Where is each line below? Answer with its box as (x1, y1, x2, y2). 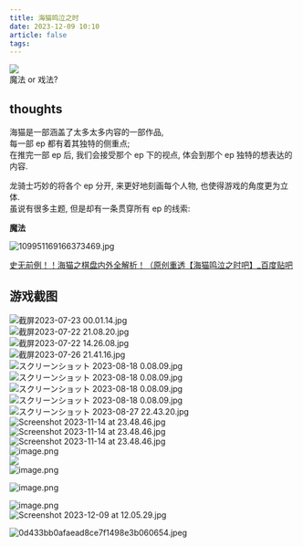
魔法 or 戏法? (9, 74, 58, 85)
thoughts (9, 101, 63, 117)
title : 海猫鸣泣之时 (9, 13, 79, 23)
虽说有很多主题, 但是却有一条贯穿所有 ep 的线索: (9, 203, 191, 215)
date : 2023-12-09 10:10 (9, 22, 100, 31)
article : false (9, 30, 68, 39)
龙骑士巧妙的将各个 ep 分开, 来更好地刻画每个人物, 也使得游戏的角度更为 (9, 180, 281, 192)
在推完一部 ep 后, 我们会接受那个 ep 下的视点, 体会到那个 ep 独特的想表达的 (9, 150, 293, 161)
